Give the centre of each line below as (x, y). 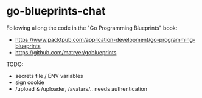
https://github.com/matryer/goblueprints (66, 52)
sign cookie (30, 82)
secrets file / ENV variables (49, 76)
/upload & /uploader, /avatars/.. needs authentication (81, 88)
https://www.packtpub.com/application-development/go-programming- (105, 39)
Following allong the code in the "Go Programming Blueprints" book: (92, 28)
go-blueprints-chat (56, 11)
